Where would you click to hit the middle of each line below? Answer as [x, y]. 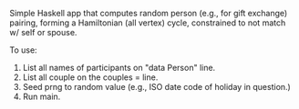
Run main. [41, 96]
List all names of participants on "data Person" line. [119, 68]
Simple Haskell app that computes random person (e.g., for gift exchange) [149, 13]
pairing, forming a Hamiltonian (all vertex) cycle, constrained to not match [148, 23]
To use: [24, 50]
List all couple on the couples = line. [90, 77]
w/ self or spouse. [43, 32]
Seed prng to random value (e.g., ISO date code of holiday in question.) [157, 87]
